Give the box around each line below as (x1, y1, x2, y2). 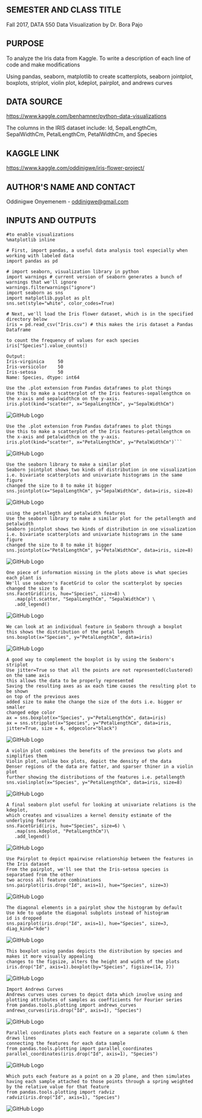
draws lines (6, 1035, 36, 1041)
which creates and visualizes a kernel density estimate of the (6, 812, 172, 819)
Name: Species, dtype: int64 (6, 374, 80, 381)
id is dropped (6, 915, 42, 921)
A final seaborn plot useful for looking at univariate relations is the (6, 802, 197, 808)
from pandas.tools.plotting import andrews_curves (6, 1002, 137, 1008)
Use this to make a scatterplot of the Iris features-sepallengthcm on (6, 390, 191, 396)
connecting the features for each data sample (6, 1040, 126, 1046)
